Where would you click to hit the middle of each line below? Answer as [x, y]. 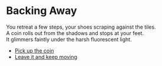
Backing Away [42, 11]
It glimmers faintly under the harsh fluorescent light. [69, 39]
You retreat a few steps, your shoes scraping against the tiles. [81, 27]
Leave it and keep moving [46, 57]
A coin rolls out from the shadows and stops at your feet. [75, 33]
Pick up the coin [34, 50]
